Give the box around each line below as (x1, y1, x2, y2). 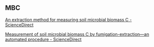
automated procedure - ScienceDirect (5, 36, 82, 42)
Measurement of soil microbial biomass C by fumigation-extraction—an (5, 31, 150, 37)
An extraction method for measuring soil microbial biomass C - (5, 16, 132, 22)
